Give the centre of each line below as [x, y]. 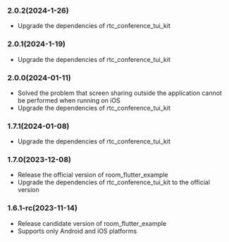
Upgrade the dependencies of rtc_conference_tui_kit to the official [113, 182]
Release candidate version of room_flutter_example [92, 223]
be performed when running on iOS [69, 100]
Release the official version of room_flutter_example [93, 175]
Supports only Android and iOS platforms [77, 231]
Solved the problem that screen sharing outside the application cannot [119, 93]
